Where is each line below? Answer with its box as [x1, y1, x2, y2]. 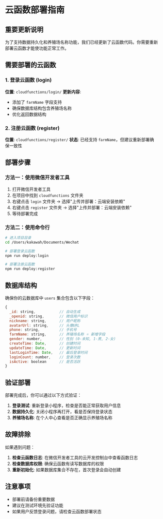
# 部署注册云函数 [5, 262, 35, 267]
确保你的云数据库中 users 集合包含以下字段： [5, 295, 95, 301]
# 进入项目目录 [5, 235, 32, 240]
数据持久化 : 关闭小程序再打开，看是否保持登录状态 [12, 409, 113, 415]
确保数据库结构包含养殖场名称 [12, 105, 72, 111]
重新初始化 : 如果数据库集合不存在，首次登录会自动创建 [12, 466, 121, 473]
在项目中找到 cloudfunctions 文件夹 [12, 192, 83, 198]
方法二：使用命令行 [5, 224, 50, 231]
